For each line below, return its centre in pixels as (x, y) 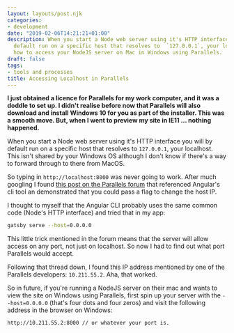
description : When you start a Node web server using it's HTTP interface (118, 40)
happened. (23, 128)
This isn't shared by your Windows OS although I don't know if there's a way (117, 156)
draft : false (26, 59)
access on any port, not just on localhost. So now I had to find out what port (116, 246)
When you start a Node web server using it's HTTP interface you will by (110, 141)
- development (28, 26)
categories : (24, 20)
